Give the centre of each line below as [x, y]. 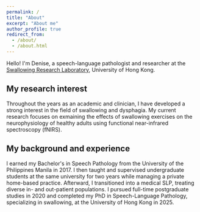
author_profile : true [34, 29]
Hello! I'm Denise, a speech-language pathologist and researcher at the [96, 63]
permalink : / [23, 12]
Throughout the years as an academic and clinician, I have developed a [96, 104]
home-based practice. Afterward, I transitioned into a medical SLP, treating [100, 183]
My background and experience [68, 149]
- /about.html [30, 46]
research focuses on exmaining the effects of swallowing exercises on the [99, 116]
